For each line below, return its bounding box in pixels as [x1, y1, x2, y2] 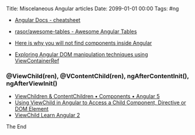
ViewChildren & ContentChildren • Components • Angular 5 [14, 93, 160, 100]
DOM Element [14, 105, 49, 112]
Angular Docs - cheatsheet [14, 17, 81, 23]
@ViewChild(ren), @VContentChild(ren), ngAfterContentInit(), [6, 72, 189, 80]
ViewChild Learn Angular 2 [14, 112, 80, 119]
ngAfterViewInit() [6, 79, 58, 88]
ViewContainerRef [14, 57, 60, 64]
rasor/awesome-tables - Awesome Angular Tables [14, 28, 137, 35]
